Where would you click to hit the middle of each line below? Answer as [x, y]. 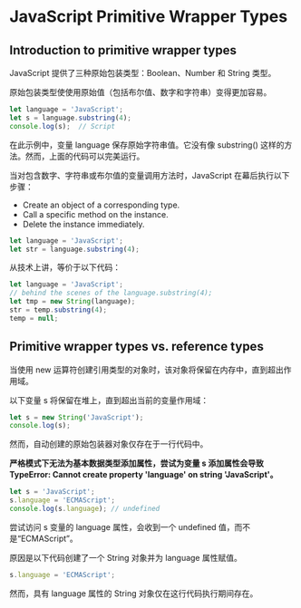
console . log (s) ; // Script [63, 126]
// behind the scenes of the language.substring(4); [111, 293]
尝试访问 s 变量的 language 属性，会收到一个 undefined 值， [122, 526]
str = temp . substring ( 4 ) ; [58, 310]
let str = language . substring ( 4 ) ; [75, 249]
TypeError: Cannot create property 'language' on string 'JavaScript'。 [144, 475]
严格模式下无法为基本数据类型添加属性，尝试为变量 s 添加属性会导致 [137, 463]
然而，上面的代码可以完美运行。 [85, 156]
